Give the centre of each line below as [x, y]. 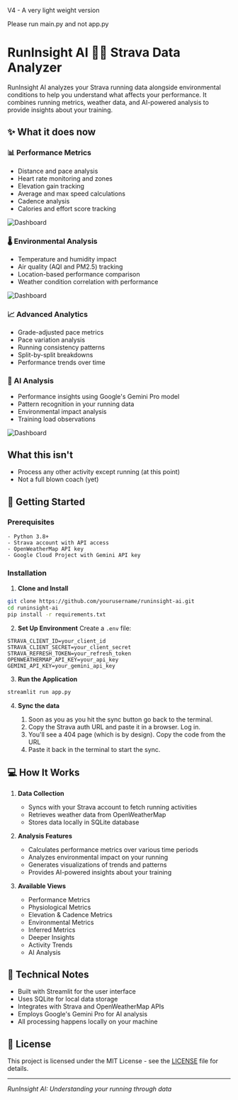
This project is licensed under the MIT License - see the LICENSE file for [113, 1061]
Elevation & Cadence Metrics [70, 914]
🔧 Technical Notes [48, 975]
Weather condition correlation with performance [88, 281]
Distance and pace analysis [58, 171]
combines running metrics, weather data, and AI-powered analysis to [108, 102]
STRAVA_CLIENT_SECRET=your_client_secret [69, 647]
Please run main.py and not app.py [58, 24]
